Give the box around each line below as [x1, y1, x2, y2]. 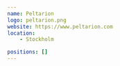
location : [7, 29, 36, 37]
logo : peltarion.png [7, 17, 67, 24]
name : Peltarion [7, 10, 54, 17]
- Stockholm [19, 36, 54, 43]
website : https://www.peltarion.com [7, 23, 113, 30]
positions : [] [7, 49, 49, 56]
